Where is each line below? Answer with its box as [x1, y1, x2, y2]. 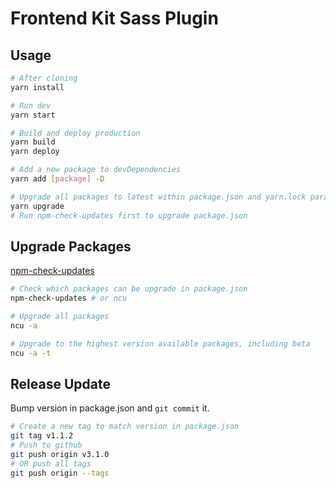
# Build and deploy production [10, 128, 141, 138]
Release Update [10, 375, 111, 392]
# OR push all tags [10, 458, 92, 469]
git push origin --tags [10, 468, 110, 478]
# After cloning [10, 73, 78, 83]
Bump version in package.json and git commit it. [10, 402, 210, 414]
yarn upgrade [10, 201, 65, 211]
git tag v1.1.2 [10, 431, 74, 441]
